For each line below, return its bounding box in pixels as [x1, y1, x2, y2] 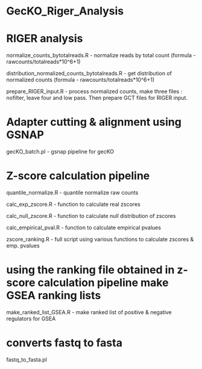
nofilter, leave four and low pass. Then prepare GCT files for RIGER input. [6, 95, 188, 102]
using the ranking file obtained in [6, 263, 175, 277]
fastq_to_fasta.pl [6, 356, 47, 363]
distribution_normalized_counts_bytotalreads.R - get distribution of [6, 70, 172, 77]
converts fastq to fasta [6, 336, 122, 350]
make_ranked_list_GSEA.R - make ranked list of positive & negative [6, 308, 172, 315]
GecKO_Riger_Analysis [6, 4, 124, 18]
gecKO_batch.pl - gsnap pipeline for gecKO [6, 148, 115, 155]
